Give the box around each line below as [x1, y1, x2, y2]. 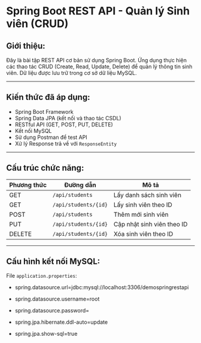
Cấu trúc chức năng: [6, 163, 84, 173]
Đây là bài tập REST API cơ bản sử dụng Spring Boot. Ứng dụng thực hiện [6, 57, 187, 63]
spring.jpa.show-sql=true [14, 330, 78, 338]
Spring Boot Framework [14, 108, 74, 115]
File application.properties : [6, 272, 77, 280]
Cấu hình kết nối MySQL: [6, 256, 100, 267]
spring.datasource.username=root [14, 295, 100, 303]
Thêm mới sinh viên [113, 210, 169, 218]
